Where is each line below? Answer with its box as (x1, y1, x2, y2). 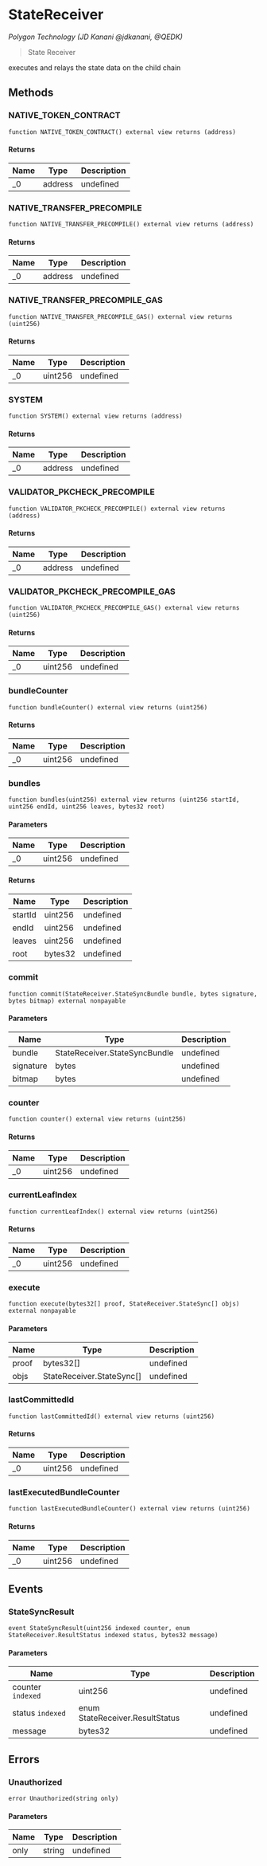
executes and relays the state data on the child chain (8, 62, 181, 73)
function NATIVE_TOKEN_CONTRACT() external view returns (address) (8, 128, 237, 136)
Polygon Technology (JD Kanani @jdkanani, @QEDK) (8, 32, 183, 41)
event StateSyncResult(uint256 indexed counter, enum (8, 1624, 191, 1632)
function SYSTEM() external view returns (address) (8, 412, 183, 420)
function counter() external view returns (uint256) (8, 1115, 187, 1123)
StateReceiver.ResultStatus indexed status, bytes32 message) (8, 1632, 219, 1640)
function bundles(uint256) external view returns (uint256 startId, (8, 796, 240, 804)
